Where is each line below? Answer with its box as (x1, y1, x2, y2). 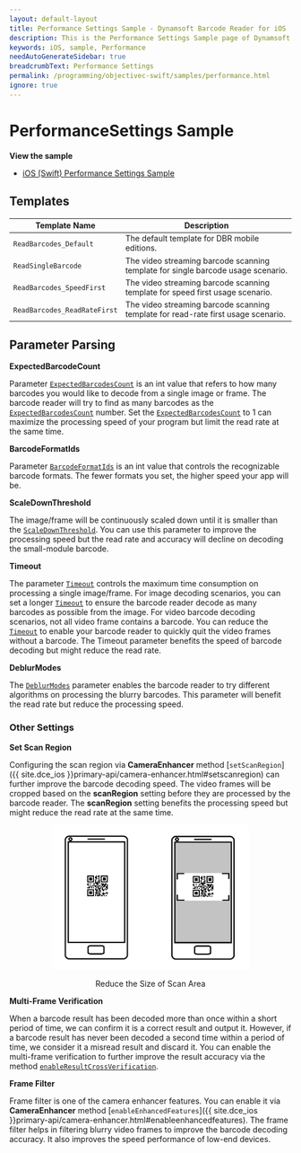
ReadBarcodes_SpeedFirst (13, 284, 106, 293)
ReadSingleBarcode (13, 261, 82, 270)
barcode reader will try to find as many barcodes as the (9, 398, 214, 409)
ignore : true (9, 81, 58, 90)
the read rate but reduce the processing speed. (9, 699, 184, 709)
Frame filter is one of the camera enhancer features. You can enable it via (9, 1096, 280, 1106)
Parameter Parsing (9, 337, 116, 352)
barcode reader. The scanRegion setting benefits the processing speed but (9, 797, 288, 808)
